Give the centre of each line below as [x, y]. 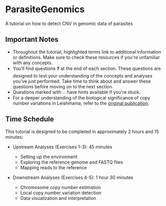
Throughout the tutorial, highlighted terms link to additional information [87, 51]
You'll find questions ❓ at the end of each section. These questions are [87, 68]
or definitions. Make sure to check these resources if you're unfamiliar [86, 57]
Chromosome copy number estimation [60, 187]
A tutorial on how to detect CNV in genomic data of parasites [69, 23]
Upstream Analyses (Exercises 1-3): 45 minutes [62, 147]
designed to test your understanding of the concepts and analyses [82, 75]
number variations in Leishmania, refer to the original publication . [81, 103]
